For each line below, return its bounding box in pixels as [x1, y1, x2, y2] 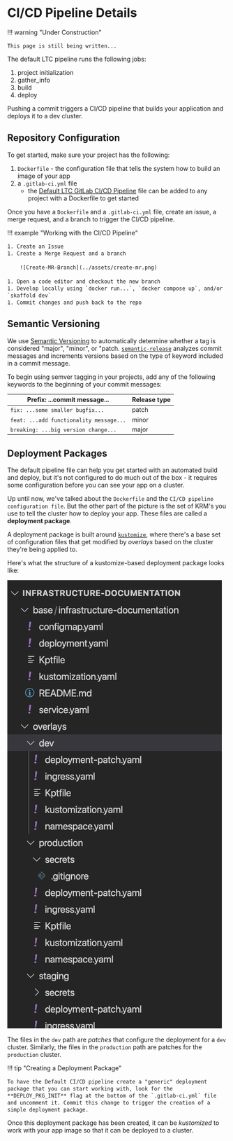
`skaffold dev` [7, 292, 52, 299]
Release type [131, 396, 171, 404]
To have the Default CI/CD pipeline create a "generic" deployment [7, 1079, 208, 1086]
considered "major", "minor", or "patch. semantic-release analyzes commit [7, 344, 222, 352]
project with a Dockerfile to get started [27, 194, 140, 202]
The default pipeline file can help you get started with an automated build [7, 466, 218, 474]
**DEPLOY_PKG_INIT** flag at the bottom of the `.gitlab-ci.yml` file [7, 1093, 217, 1100]
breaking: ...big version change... [10, 426, 117, 434]
